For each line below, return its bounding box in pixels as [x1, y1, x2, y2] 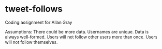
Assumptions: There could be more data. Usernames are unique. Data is [5, 29, 149, 34]
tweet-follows [5, 3, 63, 15]
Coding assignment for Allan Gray [5, 19, 73, 25]
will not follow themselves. [5, 39, 58, 45]
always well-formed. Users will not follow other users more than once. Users [5, 34, 158, 40]
